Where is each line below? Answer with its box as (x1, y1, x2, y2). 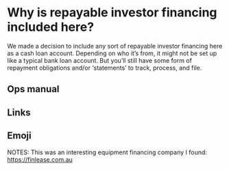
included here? (7, 19, 95, 35)
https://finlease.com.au (7, 155, 73, 163)
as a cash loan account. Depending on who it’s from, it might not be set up (7, 49, 217, 57)
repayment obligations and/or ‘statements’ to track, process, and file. (7, 63, 202, 72)
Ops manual (7, 83, 60, 95)
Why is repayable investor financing (7, 5, 217, 20)
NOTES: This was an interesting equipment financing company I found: (7, 148, 208, 156)
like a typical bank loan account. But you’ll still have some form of (7, 56, 192, 64)
